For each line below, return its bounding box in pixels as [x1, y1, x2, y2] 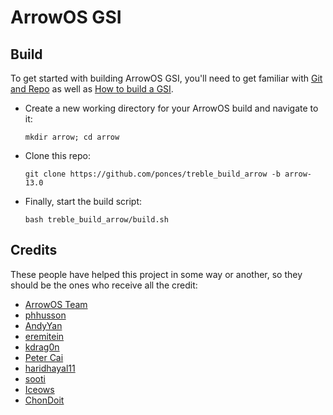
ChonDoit [24, 394, 65, 406]
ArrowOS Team [24, 298, 88, 310]
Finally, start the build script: [24, 196, 143, 207]
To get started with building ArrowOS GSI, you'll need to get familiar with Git [10, 72, 323, 84]
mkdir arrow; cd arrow [24, 132, 120, 142]
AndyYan [24, 319, 63, 331]
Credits [10, 242, 58, 259]
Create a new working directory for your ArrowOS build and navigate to [24, 102, 319, 114]
